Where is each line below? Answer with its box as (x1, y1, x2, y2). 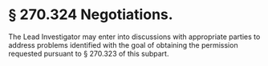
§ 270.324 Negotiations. (8, 6, 174, 24)
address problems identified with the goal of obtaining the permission (8, 40, 238, 49)
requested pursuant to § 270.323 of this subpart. (8, 49, 169, 58)
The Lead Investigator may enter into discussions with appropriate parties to (8, 32, 261, 41)
